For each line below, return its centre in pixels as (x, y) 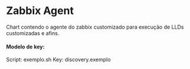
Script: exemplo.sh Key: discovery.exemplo (58, 60)
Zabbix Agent (40, 11)
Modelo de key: (25, 46)
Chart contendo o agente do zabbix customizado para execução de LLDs (95, 27)
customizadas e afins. (33, 33)
